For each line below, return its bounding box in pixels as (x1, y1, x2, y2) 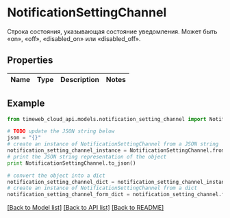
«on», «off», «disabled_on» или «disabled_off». (7, 34, 142, 42)
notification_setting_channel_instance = (7, 147, 127, 154)
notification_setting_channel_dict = (7, 178, 115, 185)
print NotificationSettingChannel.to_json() (7, 159, 136, 167)
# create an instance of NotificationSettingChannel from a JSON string (7, 141, 219, 148)
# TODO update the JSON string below (7, 128, 115, 135)
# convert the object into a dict (7, 172, 106, 179)
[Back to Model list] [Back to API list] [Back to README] (7, 204, 164, 212)
